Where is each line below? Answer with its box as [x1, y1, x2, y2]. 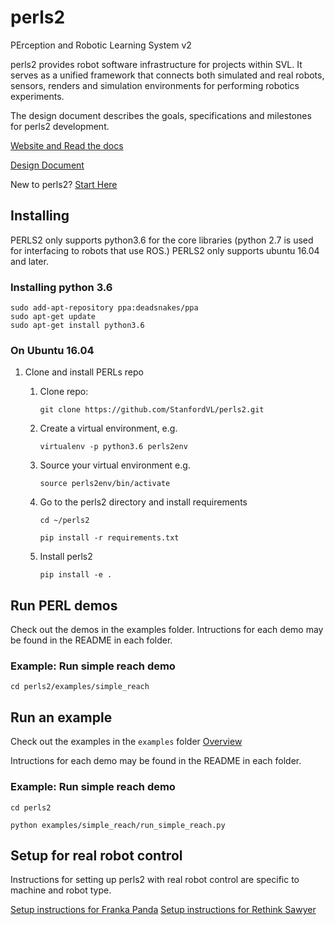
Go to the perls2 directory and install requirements [39, 496, 248, 508]
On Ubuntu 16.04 [10, 343, 95, 357]
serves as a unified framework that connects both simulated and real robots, [10, 69, 325, 81]
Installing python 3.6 [10, 280, 113, 294]
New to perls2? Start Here [10, 178, 118, 190]
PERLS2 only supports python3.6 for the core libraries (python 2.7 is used [10, 234, 314, 246]
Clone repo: [39, 386, 89, 398]
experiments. [10, 90, 65, 102]
